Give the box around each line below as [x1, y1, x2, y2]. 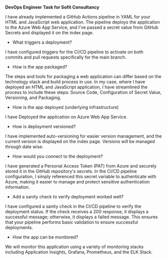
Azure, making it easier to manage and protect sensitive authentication [5, 179, 150, 184]
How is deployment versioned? [12, 124, 76, 129]
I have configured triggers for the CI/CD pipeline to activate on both [5, 49, 144, 55]
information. [5, 184, 30, 190]
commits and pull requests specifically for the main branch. [5, 54, 127, 60]
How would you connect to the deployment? [12, 154, 103, 159]
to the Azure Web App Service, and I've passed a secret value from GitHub [5, 24, 159, 30]
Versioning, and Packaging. [5, 94, 61, 100]
